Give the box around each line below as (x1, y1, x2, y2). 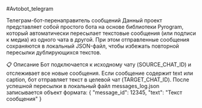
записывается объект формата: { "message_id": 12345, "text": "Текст (6, 89, 183, 96)
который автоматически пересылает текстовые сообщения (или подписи (6, 30, 196, 37)
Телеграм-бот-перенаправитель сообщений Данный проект (6, 17, 163, 24)
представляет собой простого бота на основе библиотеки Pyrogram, (6, 24, 184, 30)
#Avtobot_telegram (6, 5, 54, 12)
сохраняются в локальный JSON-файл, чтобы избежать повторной (6, 42, 180, 49)
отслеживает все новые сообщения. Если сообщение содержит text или (6, 69, 194, 77)
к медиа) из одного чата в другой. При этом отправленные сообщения (6, 36, 190, 43)
